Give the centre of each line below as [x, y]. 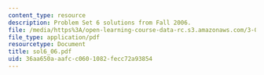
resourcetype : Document [47, 45]
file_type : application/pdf [54, 37]
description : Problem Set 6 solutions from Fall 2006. [100, 23]
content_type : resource [47, 15]
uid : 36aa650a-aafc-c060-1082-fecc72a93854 [81, 59]
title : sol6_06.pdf [40, 52]
